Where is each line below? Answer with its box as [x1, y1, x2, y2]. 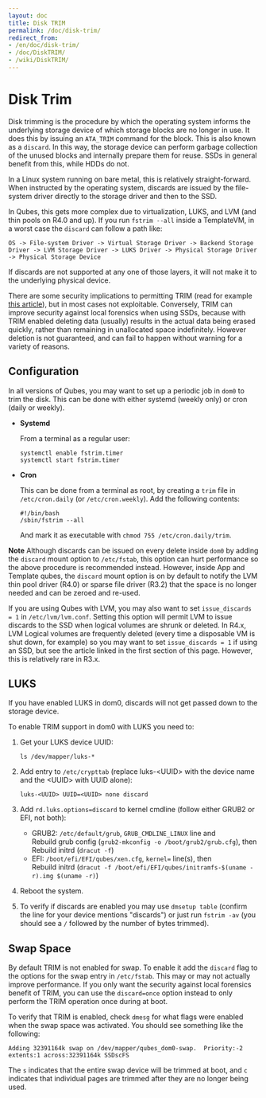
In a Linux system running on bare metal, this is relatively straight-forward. [8, 174, 252, 184]
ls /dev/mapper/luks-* [19, 753, 95, 761]
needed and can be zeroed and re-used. [8, 588, 141, 597]
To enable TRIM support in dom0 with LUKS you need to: [8, 722, 195, 732]
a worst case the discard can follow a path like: [8, 224, 163, 233]
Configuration [8, 365, 79, 378]
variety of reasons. [8, 342, 70, 351]
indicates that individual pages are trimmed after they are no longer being [8, 1074, 249, 1084]
